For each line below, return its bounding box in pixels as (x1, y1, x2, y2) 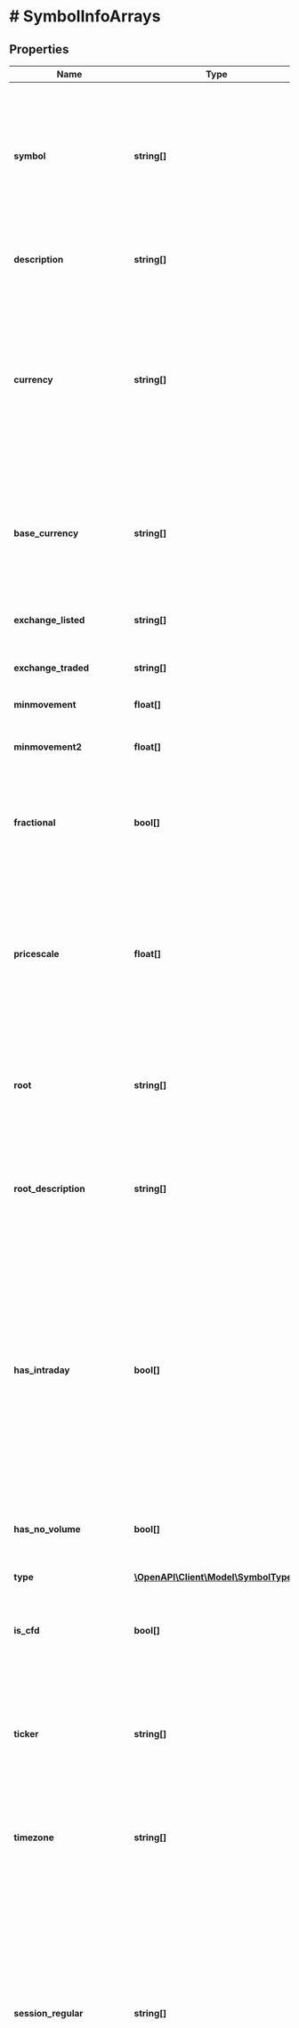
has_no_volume (13, 1523, 82, 1535)
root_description (13, 1182, 86, 1195)
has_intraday (13, 1364, 70, 1376)
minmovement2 (13, 741, 83, 753)
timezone (13, 1831, 55, 1844)
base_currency (13, 527, 79, 539)
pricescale (13, 948, 60, 960)
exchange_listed (13, 614, 85, 626)
